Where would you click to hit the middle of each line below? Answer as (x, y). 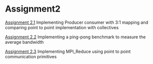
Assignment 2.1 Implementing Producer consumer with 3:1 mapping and (77, 22)
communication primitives (31, 56)
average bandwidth (25, 42)
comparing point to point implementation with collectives (62, 27)
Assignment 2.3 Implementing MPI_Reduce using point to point (68, 51)
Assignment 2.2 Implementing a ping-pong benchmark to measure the (75, 37)
